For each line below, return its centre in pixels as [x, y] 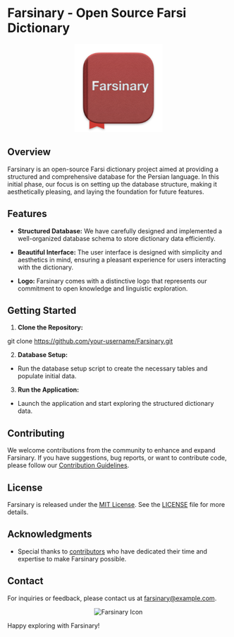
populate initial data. [47, 376]
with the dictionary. [45, 267]
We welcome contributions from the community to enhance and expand [112, 450]
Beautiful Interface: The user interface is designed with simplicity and [119, 252]
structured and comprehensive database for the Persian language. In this [113, 176]
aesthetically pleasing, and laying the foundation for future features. [106, 192]
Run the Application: [48, 390]
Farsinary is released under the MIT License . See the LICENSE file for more [116, 504]
